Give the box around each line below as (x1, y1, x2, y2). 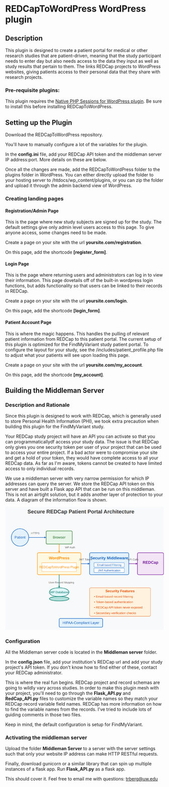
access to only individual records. (5, 466, 75, 472)
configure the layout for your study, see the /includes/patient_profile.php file (5, 347, 163, 353)
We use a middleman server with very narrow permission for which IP (5, 476, 149, 482)
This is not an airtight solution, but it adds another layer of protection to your (5, 491, 163, 498)
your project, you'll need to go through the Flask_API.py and (5, 690, 131, 697)
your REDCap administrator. (5, 670, 63, 676)
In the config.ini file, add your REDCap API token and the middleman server (5, 151, 162, 157)
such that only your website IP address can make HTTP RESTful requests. (5, 751, 158, 757)
